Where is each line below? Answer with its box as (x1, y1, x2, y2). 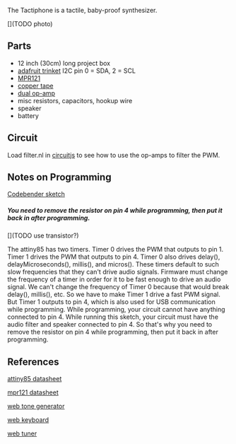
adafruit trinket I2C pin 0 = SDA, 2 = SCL (17, 66, 136, 75)
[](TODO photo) (7, 20, 53, 28)
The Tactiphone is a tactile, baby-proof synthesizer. (7, 6, 158, 14)
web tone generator (7, 402, 65, 411)
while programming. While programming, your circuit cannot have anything (7, 305, 225, 314)
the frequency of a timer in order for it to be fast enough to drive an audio (7, 275, 221, 284)
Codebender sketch (7, 190, 65, 199)
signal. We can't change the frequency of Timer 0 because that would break (7, 283, 230, 291)
